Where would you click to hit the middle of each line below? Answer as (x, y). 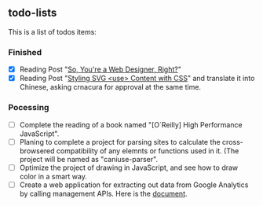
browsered (37, 151)
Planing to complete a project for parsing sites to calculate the (120, 142)
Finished (25, 52)
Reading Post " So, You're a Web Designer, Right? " (100, 69)
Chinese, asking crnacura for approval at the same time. (110, 87)
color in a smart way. (53, 176)
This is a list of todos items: (52, 31)
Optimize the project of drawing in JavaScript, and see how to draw (129, 167)
